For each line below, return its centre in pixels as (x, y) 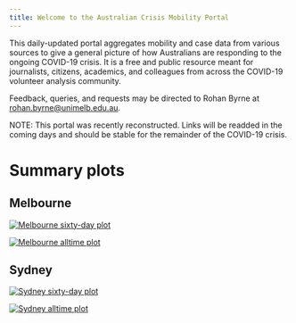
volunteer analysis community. (66, 80)
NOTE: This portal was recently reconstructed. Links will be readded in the (146, 125)
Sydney (31, 270)
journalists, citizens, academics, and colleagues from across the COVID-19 (146, 71)
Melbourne (41, 203)
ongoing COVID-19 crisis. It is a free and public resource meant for (132, 62)
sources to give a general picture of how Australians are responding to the (146, 52)
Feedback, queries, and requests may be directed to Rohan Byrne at (135, 98)
